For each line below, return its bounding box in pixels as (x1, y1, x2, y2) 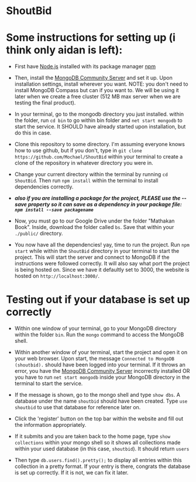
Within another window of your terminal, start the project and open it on (14, 349, 188, 356)
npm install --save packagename (14, 207, 94, 213)
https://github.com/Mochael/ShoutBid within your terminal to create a (14, 153, 183, 160)
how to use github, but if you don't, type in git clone (14, 147, 142, 154)
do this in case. (14, 129, 51, 136)
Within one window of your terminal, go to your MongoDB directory (14, 325, 177, 332)
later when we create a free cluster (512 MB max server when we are (14, 93, 181, 100)
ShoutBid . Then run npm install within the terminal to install (14, 177, 159, 184)
